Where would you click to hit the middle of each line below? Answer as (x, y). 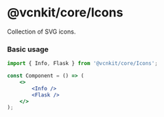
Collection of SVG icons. (42, 31)
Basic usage (28, 49)
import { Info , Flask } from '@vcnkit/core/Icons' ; (82, 64)
